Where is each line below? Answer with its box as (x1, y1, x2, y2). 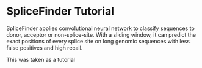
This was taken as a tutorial (6, 56, 75, 63)
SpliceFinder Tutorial (6, 4, 115, 18)
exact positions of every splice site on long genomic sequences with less (6, 37, 190, 45)
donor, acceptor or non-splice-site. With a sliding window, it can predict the (6, 31, 197, 38)
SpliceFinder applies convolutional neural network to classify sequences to (6, 25, 195, 32)
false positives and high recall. (6, 44, 83, 51)
